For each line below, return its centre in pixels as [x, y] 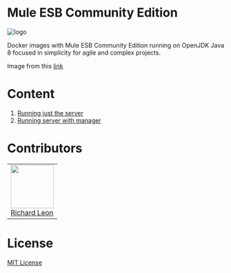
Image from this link [35, 66]
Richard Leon [32, 212]
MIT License [25, 262]
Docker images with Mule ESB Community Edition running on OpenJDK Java [116, 45]
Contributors [45, 148]
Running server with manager [59, 120]
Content [31, 94]
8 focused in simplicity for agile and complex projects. [84, 53]
